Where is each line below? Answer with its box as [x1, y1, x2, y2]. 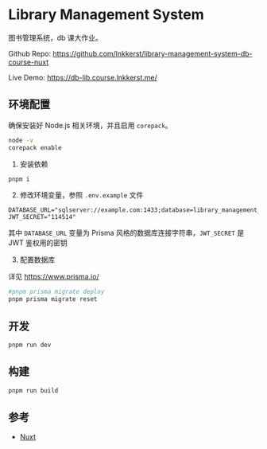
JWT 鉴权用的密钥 [8, 238, 68, 248]
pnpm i [8, 175, 30, 183]
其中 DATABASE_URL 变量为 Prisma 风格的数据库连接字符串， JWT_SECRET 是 [8, 228, 245, 238]
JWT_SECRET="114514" [8, 213, 77, 221]
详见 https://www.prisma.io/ [8, 272, 99, 282]
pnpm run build [8, 386, 59, 395]
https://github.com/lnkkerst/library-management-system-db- [52, 49, 253, 58]
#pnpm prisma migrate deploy [8, 288, 105, 296]
